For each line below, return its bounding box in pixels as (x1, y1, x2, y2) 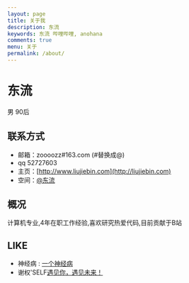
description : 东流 (7, 23, 59, 30)
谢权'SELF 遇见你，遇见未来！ (17, 268, 103, 277)
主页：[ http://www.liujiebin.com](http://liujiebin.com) (17, 167, 171, 175)
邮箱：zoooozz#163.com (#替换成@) (17, 150, 125, 159)
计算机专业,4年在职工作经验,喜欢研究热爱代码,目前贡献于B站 (7, 218, 183, 227)
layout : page (7, 10, 46, 18)
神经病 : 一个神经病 (17, 260, 73, 268)
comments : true (7, 37, 52, 44)
